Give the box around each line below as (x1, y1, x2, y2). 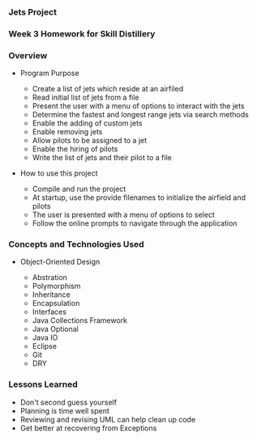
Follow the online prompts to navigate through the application (32, 218, 238, 228)
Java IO (32, 333, 58, 342)
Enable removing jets (32, 127, 103, 137)
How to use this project (19, 168, 98, 178)
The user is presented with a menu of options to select (32, 210, 215, 220)
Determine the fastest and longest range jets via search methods (32, 110, 249, 120)
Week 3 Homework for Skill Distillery (8, 28, 156, 39)
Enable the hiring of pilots (32, 144, 118, 154)
